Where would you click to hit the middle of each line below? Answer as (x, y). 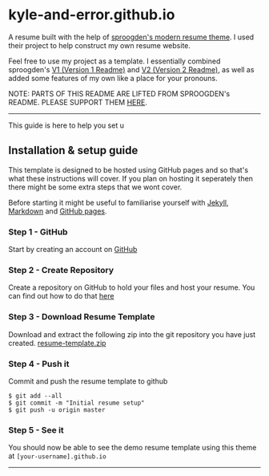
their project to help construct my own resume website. (99, 45)
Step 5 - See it (36, 429)
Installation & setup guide (73, 151)
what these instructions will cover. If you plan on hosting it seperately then (131, 178)
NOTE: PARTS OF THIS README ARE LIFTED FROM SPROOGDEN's (119, 93)
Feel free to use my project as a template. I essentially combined (114, 61)
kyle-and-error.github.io (92, 15)
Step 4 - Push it (39, 364)
